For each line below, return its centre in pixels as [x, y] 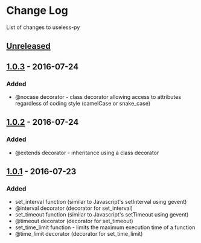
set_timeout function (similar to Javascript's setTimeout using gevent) [102, 215]
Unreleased [29, 46]
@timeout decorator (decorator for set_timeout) [74, 221]
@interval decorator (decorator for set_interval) [74, 208]
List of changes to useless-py [43, 27]
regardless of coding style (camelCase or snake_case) [83, 104]
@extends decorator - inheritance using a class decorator [87, 153]
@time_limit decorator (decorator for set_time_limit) [79, 234]
